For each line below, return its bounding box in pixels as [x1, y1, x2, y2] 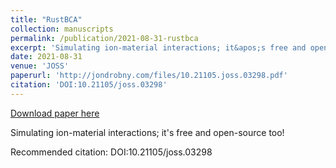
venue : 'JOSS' [10, 61, 70, 71]
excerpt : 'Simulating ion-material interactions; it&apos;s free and [10, 42, 307, 53]
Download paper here [10, 107, 100, 119]
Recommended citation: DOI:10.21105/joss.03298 [10, 146, 213, 158]
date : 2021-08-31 [10, 52, 83, 62]
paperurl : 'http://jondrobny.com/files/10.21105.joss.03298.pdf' [10, 71, 288, 81]
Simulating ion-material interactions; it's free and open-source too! [10, 126, 285, 138]
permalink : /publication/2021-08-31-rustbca [10, 33, 199, 43]
